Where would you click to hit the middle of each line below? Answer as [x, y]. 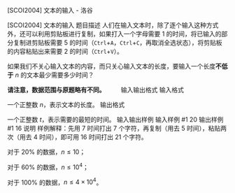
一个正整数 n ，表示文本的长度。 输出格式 [66, 105]
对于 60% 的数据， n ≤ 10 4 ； [48, 166]
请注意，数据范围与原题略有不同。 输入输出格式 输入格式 [95, 90]
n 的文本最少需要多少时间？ [55, 75]
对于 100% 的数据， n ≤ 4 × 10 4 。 [55, 182]
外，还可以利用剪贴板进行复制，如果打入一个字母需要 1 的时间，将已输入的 [114, 34]
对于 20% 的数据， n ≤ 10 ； [47, 152]
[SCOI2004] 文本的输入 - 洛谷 [50, 10]
